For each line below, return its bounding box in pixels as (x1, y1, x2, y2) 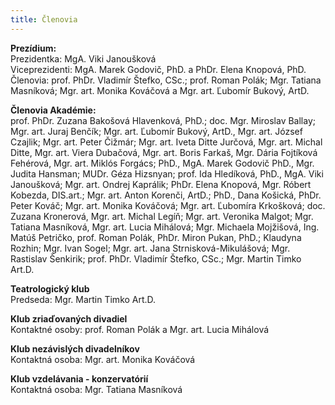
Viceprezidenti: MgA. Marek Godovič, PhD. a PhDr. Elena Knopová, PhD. (10, 63, 307, 75)
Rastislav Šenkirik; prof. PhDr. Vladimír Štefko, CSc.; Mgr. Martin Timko (10, 252, 302, 265)
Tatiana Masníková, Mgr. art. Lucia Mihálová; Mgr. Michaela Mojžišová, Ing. (10, 221, 320, 233)
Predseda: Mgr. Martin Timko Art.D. (10, 293, 157, 305)
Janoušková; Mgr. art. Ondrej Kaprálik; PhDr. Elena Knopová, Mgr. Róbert (10, 178, 312, 190)
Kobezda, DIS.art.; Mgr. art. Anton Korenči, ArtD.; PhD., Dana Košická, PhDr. (10, 189, 322, 201)
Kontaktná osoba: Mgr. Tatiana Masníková (10, 383, 183, 395)
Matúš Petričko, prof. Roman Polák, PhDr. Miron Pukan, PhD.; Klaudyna (10, 231, 302, 243)
